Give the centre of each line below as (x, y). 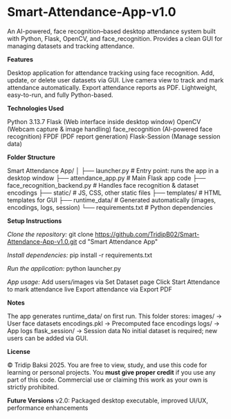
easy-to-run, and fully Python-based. (60, 95)
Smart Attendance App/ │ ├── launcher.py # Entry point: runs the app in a (113, 170)
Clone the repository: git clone (50, 234)
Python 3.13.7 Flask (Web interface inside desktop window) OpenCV (104, 121)
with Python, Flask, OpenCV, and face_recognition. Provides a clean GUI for (115, 38)
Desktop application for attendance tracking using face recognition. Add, (111, 73)
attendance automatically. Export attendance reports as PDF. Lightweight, (112, 87)
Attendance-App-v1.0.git (42, 241)
